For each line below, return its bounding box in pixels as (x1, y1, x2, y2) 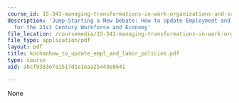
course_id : (7, 10, 40, 18)
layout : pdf (7, 43, 43, 50)
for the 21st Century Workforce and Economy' (14, 23, 152, 31)
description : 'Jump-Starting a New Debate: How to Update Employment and (7, 17, 231, 24)
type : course (7, 57, 46, 64)
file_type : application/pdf (7, 37, 91, 44)
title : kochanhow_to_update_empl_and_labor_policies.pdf (7, 50, 180, 58)
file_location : (7, 30, 53, 38)
